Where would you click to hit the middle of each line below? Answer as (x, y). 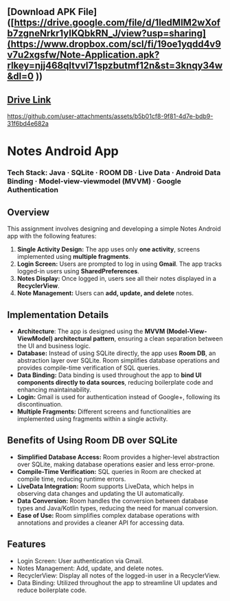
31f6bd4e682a (28, 124)
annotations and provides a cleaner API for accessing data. (101, 523)
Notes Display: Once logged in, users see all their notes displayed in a (116, 279)
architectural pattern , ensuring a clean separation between (138, 338)
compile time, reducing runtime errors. (71, 479)
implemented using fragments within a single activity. (92, 418)
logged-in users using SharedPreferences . (78, 271)
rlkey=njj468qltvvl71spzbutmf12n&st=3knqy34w (115, 66)
